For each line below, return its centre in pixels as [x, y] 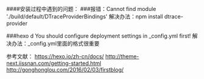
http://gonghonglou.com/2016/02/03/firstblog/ [65, 70]
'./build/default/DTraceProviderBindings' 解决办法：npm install [85, 16]
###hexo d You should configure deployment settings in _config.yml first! [99, 36]
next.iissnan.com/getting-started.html [54, 63]
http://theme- [122, 56]
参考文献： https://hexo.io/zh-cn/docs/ [55, 56]
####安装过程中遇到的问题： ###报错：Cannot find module [81, 9]
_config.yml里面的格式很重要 [63, 43]
